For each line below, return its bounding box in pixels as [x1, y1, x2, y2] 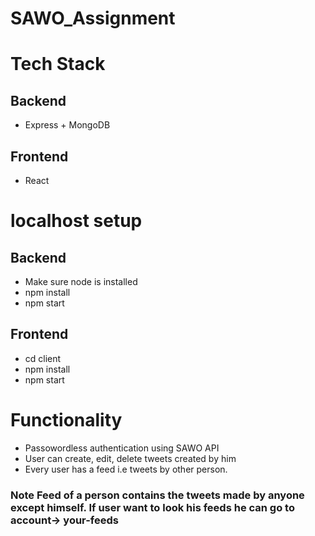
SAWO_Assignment [10, 7, 176, 30]
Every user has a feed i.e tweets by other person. [24, 463, 228, 475]
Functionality [10, 409, 123, 431]
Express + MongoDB [24, 119, 111, 131]
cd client [24, 352, 62, 364]
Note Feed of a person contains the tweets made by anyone [10, 488, 305, 502]
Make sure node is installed [24, 276, 138, 287]
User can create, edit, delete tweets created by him [24, 452, 237, 464]
